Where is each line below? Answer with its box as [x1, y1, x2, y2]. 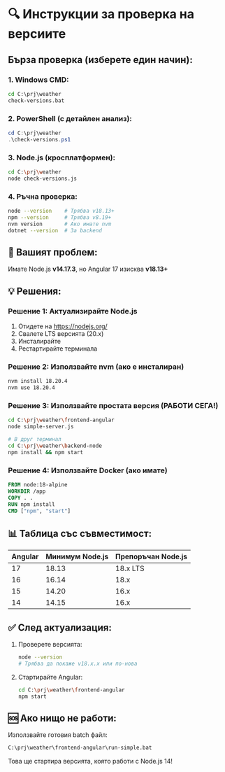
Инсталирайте [17, 337, 61, 346]
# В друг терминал [8, 436, 61, 443]
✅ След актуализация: [8, 622, 112, 633]
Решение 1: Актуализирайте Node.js [8, 306, 138, 316]
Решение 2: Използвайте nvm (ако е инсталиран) [8, 362, 184, 372]
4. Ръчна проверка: [8, 191, 78, 201]
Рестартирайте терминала [17, 344, 98, 353]
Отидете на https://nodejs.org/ [17, 322, 108, 330]
